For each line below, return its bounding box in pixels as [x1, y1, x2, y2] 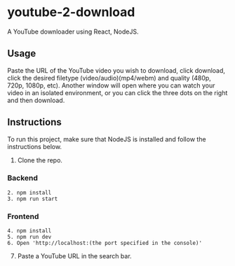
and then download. [7, 96, 65, 104]
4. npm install [7, 227, 52, 234]
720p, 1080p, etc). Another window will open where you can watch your [7, 81, 215, 90]
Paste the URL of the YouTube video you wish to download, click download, [7, 66, 226, 74]
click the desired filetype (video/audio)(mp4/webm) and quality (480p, [7, 73, 212, 82]
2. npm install [7, 189, 52, 196]
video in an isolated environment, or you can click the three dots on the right [7, 88, 228, 97]
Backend [7, 173, 39, 183]
